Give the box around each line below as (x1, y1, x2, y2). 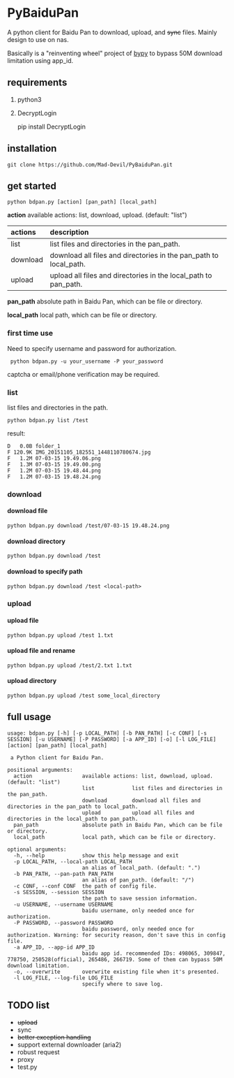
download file (7, 507, 48, 515)
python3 (17, 95, 42, 103)
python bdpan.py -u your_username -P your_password (10, 358, 164, 365)
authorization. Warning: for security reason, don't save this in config (7, 931, 226, 938)
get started (7, 180, 57, 192)
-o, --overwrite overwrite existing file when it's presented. (13, 968, 219, 975)
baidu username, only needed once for (81, 907, 195, 914)
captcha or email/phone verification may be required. (7, 370, 160, 378)
